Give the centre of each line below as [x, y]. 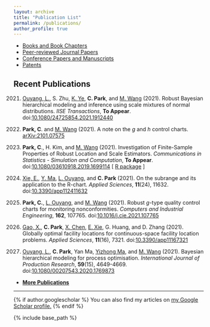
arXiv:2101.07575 [43, 135]
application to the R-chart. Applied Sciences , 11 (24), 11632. [95, 185]
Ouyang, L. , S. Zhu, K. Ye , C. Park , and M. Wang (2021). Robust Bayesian [113, 98]
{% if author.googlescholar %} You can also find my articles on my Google [106, 300]
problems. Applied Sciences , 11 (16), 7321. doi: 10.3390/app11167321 [105, 240]
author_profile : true [41, 29]
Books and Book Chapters [55, 46]
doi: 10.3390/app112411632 [55, 191]
